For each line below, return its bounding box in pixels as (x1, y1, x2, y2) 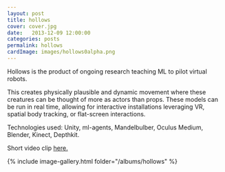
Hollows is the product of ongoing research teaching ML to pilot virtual (7, 67, 208, 76)
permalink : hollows (7, 42, 63, 49)
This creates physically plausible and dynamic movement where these (7, 87, 206, 96)
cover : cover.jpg (7, 23, 57, 30)
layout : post (7, 10, 45, 17)
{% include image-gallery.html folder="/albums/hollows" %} (7, 157, 178, 165)
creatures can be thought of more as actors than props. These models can (7, 95, 219, 103)
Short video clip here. (7, 144, 68, 152)
